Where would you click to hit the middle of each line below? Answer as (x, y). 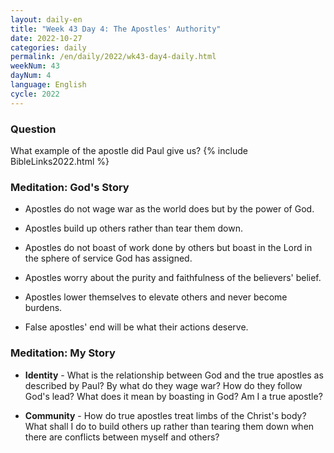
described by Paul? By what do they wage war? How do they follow (163, 385)
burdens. (43, 308)
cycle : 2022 (35, 94)
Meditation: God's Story (70, 187)
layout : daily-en (46, 19)
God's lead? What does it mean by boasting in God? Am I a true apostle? (173, 396)
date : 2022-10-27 (46, 38)
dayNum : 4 (31, 76)
